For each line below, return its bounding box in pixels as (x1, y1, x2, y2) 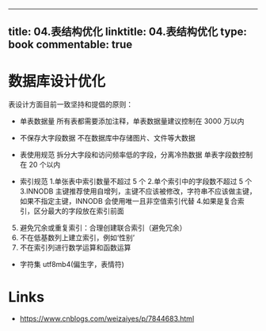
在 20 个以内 (19, 160, 61, 170)
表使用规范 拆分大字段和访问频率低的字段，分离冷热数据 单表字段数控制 (19, 150, 253, 160)
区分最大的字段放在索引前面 (33, 206, 124, 216)
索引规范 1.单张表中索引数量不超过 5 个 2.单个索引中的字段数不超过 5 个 (19, 177, 253, 186)
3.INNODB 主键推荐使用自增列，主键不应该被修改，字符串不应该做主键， (19, 186, 256, 196)
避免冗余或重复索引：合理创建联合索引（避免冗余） (19, 223, 187, 233)
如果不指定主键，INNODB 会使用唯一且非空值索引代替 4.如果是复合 (19, 197, 238, 206)
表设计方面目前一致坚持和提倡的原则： (8, 100, 133, 109)
